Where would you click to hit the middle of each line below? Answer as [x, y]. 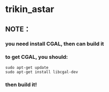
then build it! [21, 84]
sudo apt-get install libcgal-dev [42, 72]
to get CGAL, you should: [37, 57]
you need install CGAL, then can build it [55, 44]
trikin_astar [30, 9]
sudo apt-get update [27, 67]
